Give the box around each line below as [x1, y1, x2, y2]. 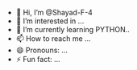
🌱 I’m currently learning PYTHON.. [15, 25, 131, 34]
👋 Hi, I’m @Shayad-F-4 [15, 8, 93, 17]
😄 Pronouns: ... [15, 45, 68, 55]
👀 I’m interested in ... [15, 16, 85, 26]
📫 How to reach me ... [15, 34, 91, 43]
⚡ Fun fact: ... [15, 55, 60, 64]
